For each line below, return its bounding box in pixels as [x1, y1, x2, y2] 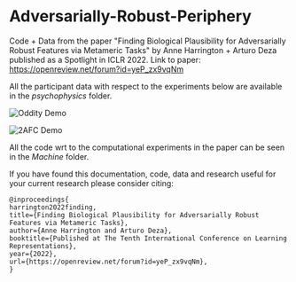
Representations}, [9, 241, 77, 250]
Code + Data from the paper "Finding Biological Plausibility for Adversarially [9, 35, 286, 46]
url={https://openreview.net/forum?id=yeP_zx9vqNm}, [9, 257, 208, 266]
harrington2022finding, [9, 202, 97, 212]
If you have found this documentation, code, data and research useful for [9, 168, 277, 179]
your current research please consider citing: [9, 177, 175, 188]
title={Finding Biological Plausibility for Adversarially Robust [9, 210, 260, 219]
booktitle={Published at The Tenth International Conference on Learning [9, 233, 288, 243]
